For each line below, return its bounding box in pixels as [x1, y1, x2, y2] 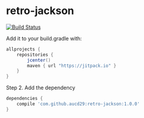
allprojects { [6, 46, 41, 52]
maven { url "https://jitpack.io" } [27, 63, 116, 69]
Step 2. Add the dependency [6, 84, 76, 92]
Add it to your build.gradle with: [6, 35, 82, 42]
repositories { [16, 52, 54, 58]
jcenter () [27, 57, 51, 63]
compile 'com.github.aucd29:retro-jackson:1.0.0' [16, 101, 140, 107]
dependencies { [6, 96, 43, 102]
